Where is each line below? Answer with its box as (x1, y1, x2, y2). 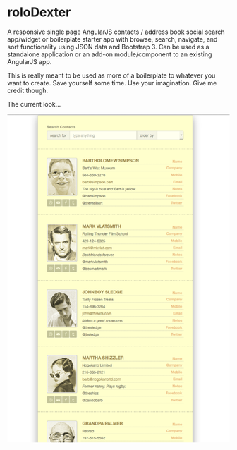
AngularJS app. (7, 57, 52, 66)
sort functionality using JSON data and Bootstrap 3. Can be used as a (7, 42, 209, 51)
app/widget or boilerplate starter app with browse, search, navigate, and (7, 35, 218, 43)
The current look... (7, 99, 61, 108)
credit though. (7, 86, 49, 95)
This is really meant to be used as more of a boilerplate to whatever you (7, 71, 216, 80)
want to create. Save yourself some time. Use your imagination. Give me (7, 78, 217, 87)
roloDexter (7, 4, 71, 20)
